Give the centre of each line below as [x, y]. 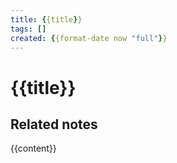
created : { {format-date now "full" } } [89, 38]
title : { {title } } [46, 19]
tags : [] [28, 29]
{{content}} [33, 148]
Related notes [54, 124]
